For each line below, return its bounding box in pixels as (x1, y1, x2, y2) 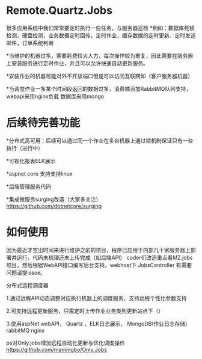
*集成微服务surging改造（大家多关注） (6, 195, 102, 203)
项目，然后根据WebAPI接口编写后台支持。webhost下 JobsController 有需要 (6, 261, 192, 268)
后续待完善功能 (6, 116, 81, 130)
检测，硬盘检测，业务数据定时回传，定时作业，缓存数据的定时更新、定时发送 (6, 31, 196, 39)
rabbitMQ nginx (6, 327, 45, 334)
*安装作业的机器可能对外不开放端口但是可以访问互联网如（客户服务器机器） (6, 72, 194, 79)
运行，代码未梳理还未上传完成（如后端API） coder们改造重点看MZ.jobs (16, 254, 193, 261)
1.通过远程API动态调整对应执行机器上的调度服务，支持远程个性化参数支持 (6, 294, 188, 301)
